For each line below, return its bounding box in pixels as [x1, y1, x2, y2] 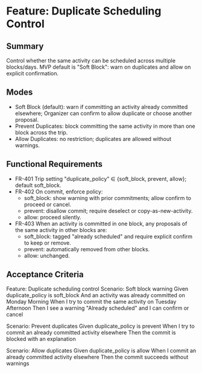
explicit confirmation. [6, 70, 59, 77]
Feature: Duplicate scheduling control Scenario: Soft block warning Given [6, 285, 189, 293]
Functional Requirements [6, 159, 103, 169]
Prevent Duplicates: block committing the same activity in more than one [14, 122, 196, 130]
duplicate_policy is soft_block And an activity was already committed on [6, 292, 186, 299]
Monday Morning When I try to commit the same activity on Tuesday [6, 298, 177, 306]
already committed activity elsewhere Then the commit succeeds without [6, 354, 189, 361]
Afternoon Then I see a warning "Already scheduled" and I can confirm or [6, 304, 189, 312]
